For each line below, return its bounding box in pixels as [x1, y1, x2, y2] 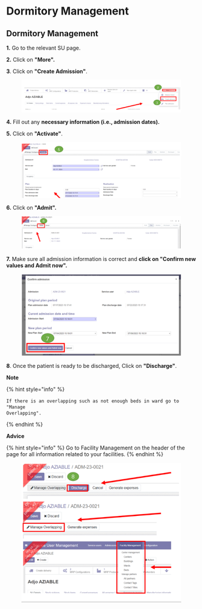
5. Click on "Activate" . [6, 130, 63, 137]
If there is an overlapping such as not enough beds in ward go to [6, 398, 180, 404]
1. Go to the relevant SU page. [6, 44, 81, 51]
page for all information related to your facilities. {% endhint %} [6, 450, 164, 457]
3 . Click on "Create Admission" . [6, 68, 87, 75]
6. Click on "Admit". [6, 204, 57, 211]
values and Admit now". [6, 262, 68, 269]
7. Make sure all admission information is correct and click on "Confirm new [6, 255, 196, 262]
